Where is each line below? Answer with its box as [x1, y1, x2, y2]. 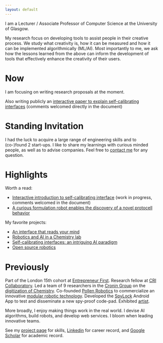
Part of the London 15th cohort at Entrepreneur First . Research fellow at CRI [5, 278, 157, 284]
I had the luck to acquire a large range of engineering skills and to [5, 137, 137, 143]
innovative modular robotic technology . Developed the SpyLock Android [5, 293, 149, 299]
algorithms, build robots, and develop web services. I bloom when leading [5, 313, 153, 319]
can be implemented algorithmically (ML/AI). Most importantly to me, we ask [5, 45, 158, 51]
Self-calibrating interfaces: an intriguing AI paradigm [12, 239, 118, 245]
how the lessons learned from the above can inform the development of [5, 51, 149, 56]
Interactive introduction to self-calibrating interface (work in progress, [12, 195, 152, 200]
